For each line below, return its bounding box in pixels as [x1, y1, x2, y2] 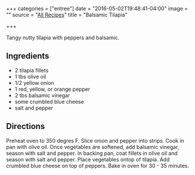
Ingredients [6, 51, 49, 61]
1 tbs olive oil [14, 73, 46, 80]
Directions [6, 121, 45, 131]
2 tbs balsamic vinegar [14, 91, 70, 99]
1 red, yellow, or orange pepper [14, 85, 90, 93]
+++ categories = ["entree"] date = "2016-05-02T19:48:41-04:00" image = [6, 5, 189, 12]
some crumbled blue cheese [14, 98, 84, 105]
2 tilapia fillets [14, 67, 49, 74]
